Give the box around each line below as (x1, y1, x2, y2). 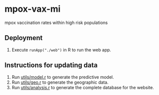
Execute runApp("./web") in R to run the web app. (11, 47, 111, 52)
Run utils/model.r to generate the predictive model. (11, 74, 114, 80)
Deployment (4, 34, 43, 42)
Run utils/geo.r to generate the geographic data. (11, 79, 109, 85)
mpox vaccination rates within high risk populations (4, 20, 108, 25)
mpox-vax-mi (4, 3, 61, 15)
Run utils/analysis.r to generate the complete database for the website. (11, 84, 154, 90)
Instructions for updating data (4, 61, 98, 70)
